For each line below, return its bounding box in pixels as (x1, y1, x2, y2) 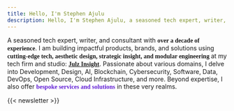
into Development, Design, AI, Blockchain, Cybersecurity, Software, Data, (7, 67, 218, 75)
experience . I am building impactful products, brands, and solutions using (7, 43, 214, 52)
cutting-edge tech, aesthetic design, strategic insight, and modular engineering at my (7, 52, 227, 60)
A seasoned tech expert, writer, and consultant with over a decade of (7, 36, 200, 44)
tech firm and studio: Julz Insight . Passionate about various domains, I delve (7, 59, 225, 68)
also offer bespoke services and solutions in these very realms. (7, 82, 177, 91)
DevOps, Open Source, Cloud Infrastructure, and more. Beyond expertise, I (7, 75, 223, 83)
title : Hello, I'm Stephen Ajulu (7, 10, 105, 17)
